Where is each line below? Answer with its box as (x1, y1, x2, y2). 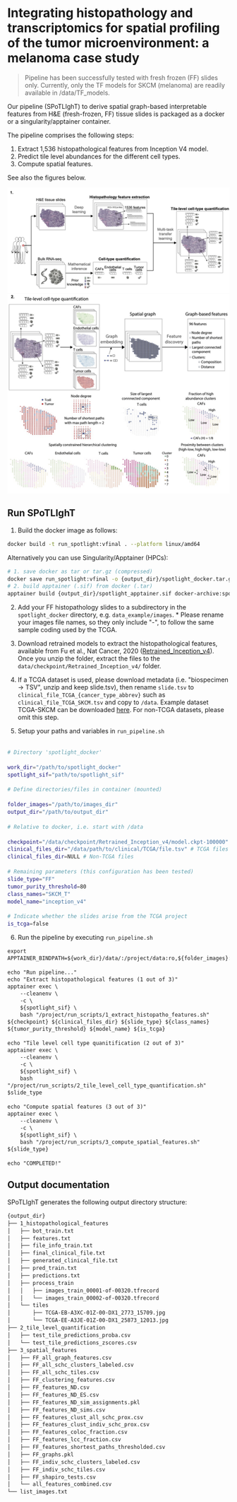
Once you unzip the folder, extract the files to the (17, 654, 161, 663)
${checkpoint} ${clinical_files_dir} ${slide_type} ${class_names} (7, 1018, 210, 1026)
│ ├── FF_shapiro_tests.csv (7, 1473, 97, 1481)
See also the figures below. (7, 173, 86, 182)
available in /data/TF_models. (24, 88, 111, 97)
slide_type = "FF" (7, 875, 55, 883)
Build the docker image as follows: (17, 525, 118, 535)
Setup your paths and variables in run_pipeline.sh (17, 727, 164, 735)
